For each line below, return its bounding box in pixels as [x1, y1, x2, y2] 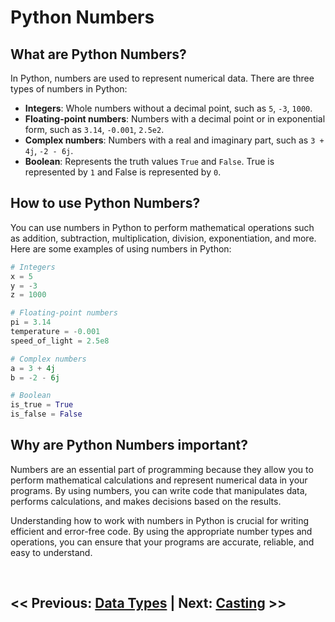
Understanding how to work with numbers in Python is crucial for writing [10, 514, 310, 526]
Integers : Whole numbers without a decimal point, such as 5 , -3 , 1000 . [24, 102, 313, 114]
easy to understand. [10, 546, 93, 558]
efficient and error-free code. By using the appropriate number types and [10, 525, 313, 537]
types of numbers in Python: [10, 83, 128, 95]
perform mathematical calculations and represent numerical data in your [10, 474, 308, 486]
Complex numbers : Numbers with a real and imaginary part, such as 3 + [24, 134, 325, 146]
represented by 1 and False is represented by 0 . [24, 166, 222, 178]
